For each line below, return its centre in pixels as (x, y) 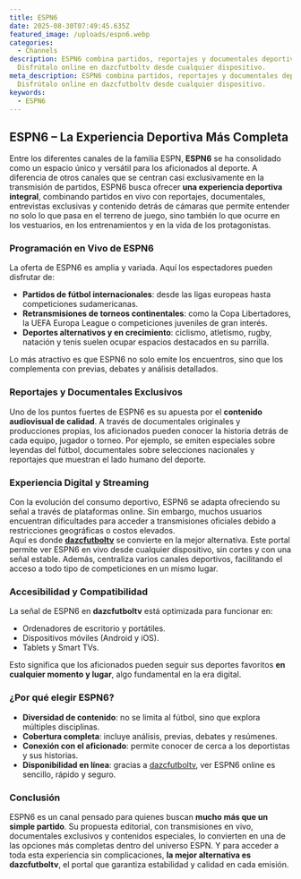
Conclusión (35, 798)
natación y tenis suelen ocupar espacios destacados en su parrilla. (146, 342)
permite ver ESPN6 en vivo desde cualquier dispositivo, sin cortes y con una (150, 550)
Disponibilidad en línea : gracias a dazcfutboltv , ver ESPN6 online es (149, 764)
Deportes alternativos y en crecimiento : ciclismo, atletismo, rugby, (147, 333)
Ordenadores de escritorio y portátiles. (94, 628)
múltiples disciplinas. (61, 727)
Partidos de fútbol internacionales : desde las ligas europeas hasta (146, 294)
